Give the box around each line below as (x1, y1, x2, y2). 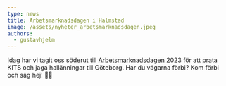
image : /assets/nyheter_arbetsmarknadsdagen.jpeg (7, 23, 156, 30)
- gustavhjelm (13, 37, 55, 44)
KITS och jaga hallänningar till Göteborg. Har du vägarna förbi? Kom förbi (7, 63, 220, 72)
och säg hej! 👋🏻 (7, 71, 53, 80)
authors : (7, 30, 33, 37)
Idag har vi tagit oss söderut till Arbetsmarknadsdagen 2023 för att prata (7, 56, 218, 64)
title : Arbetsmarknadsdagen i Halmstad (7, 17, 125, 24)
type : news (7, 10, 39, 18)
